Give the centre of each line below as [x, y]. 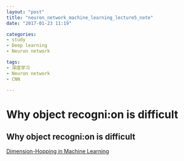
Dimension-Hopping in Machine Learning [58, 151]
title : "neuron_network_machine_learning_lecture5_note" [80, 18]
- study [16, 40]
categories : [21, 34]
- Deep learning [27, 46]
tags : [13, 62]
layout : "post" [26, 12]
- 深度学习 [18, 67]
